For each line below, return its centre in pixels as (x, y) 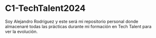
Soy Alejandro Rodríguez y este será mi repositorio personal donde (72, 21)
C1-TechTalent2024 (45, 8)
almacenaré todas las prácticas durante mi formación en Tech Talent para (78, 26)
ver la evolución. (21, 31)
